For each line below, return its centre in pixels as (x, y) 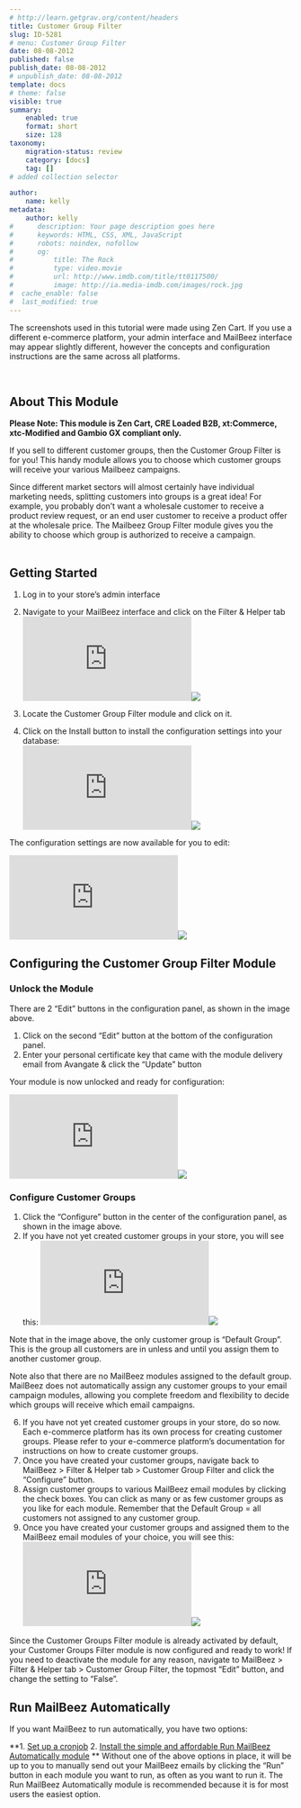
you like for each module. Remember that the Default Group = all (142, 1508)
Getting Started (53, 573)
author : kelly (52, 218)
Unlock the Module (52, 989)
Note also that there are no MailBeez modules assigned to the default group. (150, 1376)
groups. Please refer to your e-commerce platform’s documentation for (154, 1442)
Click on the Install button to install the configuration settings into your (152, 731)
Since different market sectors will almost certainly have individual (132, 487)
